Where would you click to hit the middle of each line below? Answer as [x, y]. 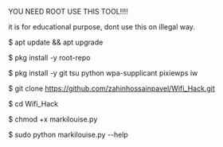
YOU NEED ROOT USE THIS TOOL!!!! [68, 12]
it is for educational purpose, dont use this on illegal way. [102, 27]
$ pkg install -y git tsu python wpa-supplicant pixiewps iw [103, 73]
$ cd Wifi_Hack [33, 104]
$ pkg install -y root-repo [49, 58]
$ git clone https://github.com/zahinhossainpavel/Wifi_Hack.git [111, 88]
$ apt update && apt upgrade [56, 42]
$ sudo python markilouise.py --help [68, 135]
